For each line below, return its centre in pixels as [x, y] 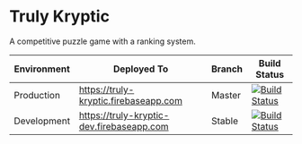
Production [37, 95]
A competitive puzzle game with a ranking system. [102, 41]
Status [270, 74]
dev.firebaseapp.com [124, 126]
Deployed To [141, 69]
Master [226, 95]
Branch [227, 69]
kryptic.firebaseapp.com [130, 100]
